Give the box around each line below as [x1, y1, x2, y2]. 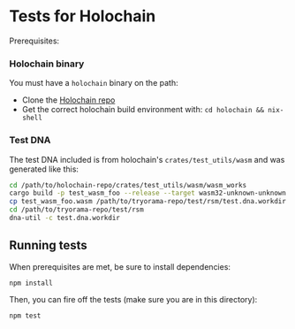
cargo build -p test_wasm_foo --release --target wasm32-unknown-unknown [9, 188, 287, 198]
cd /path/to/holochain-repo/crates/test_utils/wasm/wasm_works [9, 180, 247, 189]
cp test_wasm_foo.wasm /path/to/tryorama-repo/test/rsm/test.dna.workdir [9, 197, 287, 206]
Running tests [9, 238, 88, 253]
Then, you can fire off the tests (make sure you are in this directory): [9, 294, 258, 304]
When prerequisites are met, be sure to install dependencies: [9, 261, 231, 272]
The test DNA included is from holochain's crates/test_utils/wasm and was [9, 154, 285, 164]
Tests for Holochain [9, 6, 156, 27]
